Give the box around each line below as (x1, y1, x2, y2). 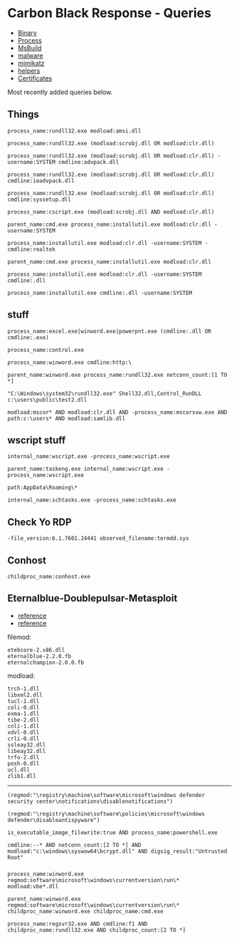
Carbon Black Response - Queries (7, 5, 212, 21)
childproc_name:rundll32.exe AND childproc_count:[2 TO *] (7, 926, 186, 934)
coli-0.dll (7, 704, 40, 711)
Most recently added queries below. (7, 88, 113, 96)
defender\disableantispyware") (7, 816, 100, 823)
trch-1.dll (7, 685, 40, 692)
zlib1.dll (7, 772, 37, 779)
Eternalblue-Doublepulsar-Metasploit (7, 593, 178, 605)
